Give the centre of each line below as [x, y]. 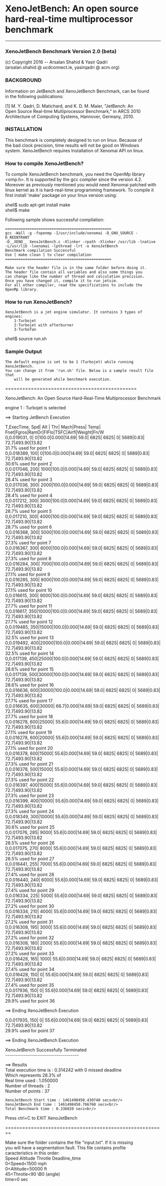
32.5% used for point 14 [30, 653]
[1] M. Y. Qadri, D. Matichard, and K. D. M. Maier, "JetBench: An [69, 106]
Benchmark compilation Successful [41, 251]
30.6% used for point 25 [30, 827]
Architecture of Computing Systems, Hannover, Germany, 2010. [70, 116]
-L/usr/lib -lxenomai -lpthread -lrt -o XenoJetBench [62, 246]
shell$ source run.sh [26, 339]
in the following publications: [34, 96]
